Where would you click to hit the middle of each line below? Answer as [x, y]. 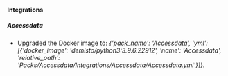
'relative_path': [38, 57]
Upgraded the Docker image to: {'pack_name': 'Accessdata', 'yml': [112, 43]
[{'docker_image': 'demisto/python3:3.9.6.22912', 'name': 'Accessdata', [119, 50]
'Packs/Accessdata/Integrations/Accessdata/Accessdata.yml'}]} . [111, 65]
